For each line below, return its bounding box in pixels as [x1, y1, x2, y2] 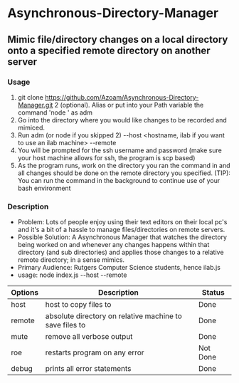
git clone [17, 93, 44, 101]
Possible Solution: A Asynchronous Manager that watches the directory [17, 233, 228, 241]
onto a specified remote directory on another [7, 44, 211, 56]
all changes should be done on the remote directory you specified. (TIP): [17, 169, 231, 177]
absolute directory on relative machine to [45, 311, 183, 321]
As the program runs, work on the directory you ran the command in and [17, 161, 230, 169]
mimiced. [17, 123, 45, 132]
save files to [45, 320, 86, 330]
